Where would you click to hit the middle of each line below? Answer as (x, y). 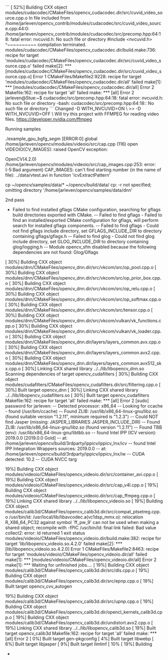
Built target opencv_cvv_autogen (39, 586)
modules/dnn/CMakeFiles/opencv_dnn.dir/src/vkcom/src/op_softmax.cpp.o (83, 299)
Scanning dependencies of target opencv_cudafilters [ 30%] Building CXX (82, 374)
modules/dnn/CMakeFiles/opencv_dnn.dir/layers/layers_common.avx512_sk (83, 363)
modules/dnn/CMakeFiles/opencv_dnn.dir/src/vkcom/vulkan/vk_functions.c (83, 320)
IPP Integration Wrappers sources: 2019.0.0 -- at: (56, 448)
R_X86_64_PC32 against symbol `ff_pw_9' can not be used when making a (82, 522)
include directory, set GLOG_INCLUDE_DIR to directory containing (80, 241)
